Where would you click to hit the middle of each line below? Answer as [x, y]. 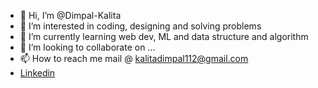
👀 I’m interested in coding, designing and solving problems [140, 26]
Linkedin [37, 73]
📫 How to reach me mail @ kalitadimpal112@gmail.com [134, 58]
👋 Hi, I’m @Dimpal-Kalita [70, 15]
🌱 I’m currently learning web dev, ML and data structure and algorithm [164, 36]
